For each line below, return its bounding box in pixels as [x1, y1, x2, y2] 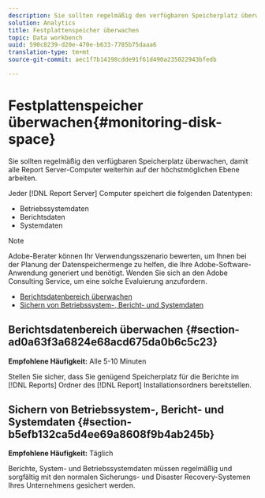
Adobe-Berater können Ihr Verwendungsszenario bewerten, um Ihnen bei [8, 251, 247, 261]
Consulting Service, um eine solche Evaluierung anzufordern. [8, 276, 207, 285]
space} [8, 130, 56, 149]
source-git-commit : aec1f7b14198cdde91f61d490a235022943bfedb [8, 56, 217, 64]
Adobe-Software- [194, 259, 252, 269]
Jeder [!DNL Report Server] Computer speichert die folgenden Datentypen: [8, 188, 253, 198]
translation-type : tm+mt [8, 48, 90, 56]
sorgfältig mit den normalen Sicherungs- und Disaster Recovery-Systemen [8, 472, 251, 482]
